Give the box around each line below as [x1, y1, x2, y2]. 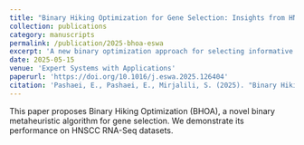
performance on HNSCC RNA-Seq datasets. [9, 124, 174, 136]
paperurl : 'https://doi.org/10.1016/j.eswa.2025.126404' [9, 72, 229, 82]
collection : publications [9, 22, 107, 31]
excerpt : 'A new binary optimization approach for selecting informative [9, 47, 294, 56]
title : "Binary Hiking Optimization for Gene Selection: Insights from [9, 13, 285, 23]
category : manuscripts [9, 30, 95, 39]
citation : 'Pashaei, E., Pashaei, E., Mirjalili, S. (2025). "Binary [9, 81, 278, 90]
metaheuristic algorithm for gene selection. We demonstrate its [9, 115, 244, 126]
